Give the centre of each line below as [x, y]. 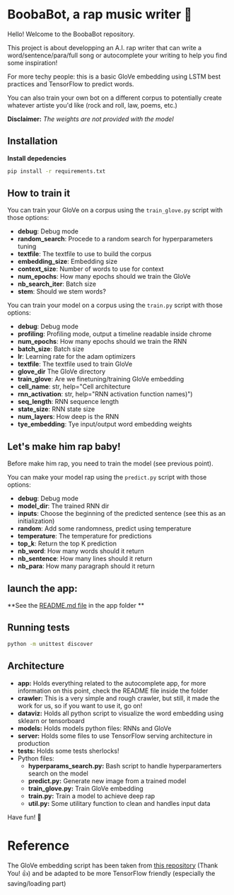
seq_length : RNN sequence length [68, 402]
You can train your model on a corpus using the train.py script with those [115, 305]
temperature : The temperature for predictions [84, 536]
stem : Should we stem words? [62, 291]
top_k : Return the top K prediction [67, 543]
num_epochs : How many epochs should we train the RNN [102, 342]
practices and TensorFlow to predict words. [71, 83]
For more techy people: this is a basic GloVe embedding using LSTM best [114, 76]
